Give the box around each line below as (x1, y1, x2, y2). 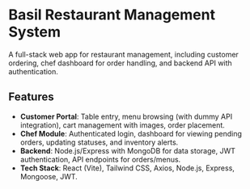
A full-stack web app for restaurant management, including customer (8, 49, 239, 59)
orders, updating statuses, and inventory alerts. (19, 137, 179, 147)
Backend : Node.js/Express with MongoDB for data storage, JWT (19, 145, 236, 155)
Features (8, 90, 54, 104)
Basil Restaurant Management (8, 6, 216, 24)
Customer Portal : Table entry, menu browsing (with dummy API (19, 111, 233, 121)
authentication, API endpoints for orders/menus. (19, 154, 181, 164)
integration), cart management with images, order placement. (19, 120, 225, 130)
